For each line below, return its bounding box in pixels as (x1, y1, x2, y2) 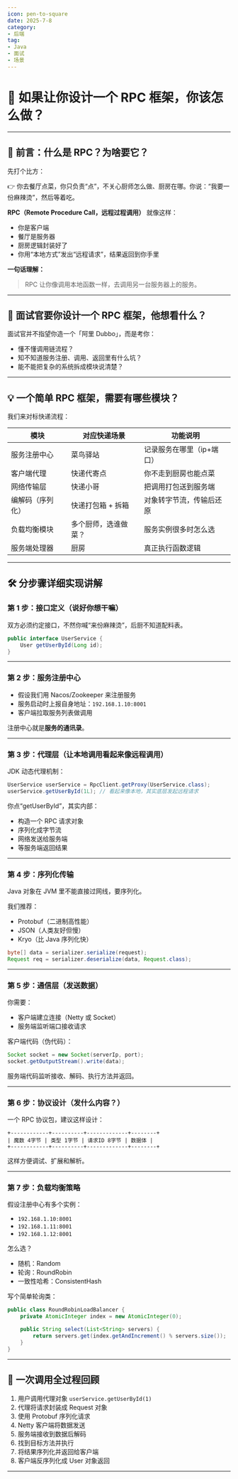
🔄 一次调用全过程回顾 (7, 1374, 100, 1386)
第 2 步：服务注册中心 (7, 673, 81, 683)
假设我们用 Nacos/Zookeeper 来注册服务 (17, 690, 137, 699)
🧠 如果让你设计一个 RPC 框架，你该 (7, 90, 211, 105)
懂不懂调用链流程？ (17, 345, 74, 353)
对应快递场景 (82, 431, 126, 441)
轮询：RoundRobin (17, 1268, 72, 1276)
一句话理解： (7, 264, 45, 274)
